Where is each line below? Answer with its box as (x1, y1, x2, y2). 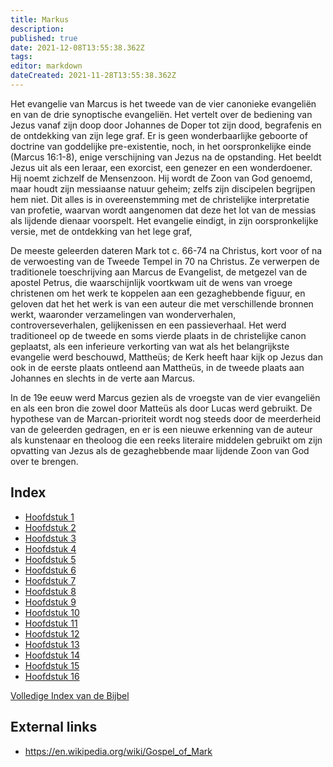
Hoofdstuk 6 (24, 564, 77, 576)
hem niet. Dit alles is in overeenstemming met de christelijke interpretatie (10, 193, 310, 205)
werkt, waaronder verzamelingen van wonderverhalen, (10, 308, 237, 320)
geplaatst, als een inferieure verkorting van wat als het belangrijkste (10, 340, 290, 352)
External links (10, 719, 98, 736)
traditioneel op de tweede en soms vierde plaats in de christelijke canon (10, 329, 307, 341)
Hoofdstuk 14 (24, 649, 80, 661)
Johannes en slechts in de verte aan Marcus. (10, 372, 196, 384)
